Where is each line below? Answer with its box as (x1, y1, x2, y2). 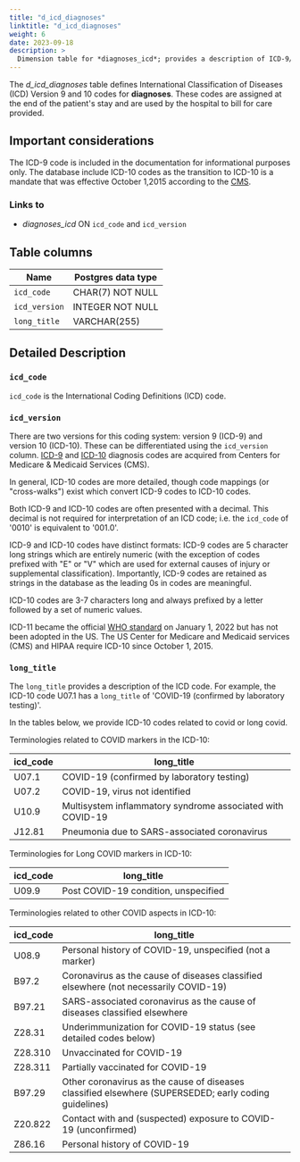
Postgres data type (74, 271, 158, 283)
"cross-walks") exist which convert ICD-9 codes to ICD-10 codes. (9, 486, 252, 497)
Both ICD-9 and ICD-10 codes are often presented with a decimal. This (9, 503, 270, 514)
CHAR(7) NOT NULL (72, 286, 159, 298)
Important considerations (9, 133, 154, 148)
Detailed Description (9, 346, 127, 361)
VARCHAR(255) (72, 314, 140, 327)
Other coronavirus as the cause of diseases (62, 1075, 246, 1088)
